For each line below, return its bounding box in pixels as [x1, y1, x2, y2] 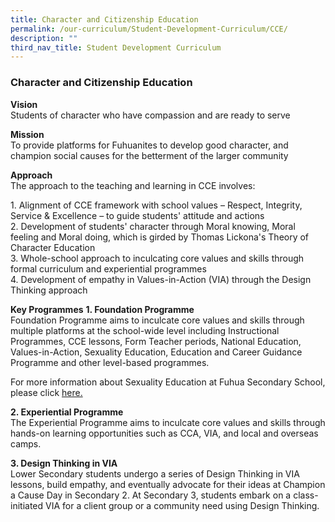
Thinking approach [10, 284, 88, 296]
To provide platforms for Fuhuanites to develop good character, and [10, 139, 289, 151]
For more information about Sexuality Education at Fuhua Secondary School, [10, 376, 326, 388]
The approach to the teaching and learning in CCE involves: [10, 179, 256, 191]
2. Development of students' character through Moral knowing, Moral [10, 220, 296, 232]
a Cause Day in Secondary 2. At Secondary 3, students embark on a [10, 489, 292, 501]
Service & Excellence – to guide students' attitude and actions [10, 209, 265, 221]
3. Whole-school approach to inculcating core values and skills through [10, 252, 305, 264]
